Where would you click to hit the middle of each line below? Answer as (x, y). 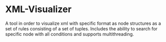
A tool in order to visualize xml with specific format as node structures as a (83, 23)
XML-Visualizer (38, 9)
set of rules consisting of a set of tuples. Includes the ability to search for (81, 28)
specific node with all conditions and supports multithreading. (70, 34)
